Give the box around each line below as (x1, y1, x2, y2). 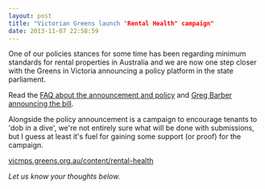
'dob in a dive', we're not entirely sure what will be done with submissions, (8, 123, 255, 133)
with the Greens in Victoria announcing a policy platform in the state (8, 66, 234, 76)
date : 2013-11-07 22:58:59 (8, 27, 99, 35)
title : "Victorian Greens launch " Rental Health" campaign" (8, 19, 215, 27)
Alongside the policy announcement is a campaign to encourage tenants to (8, 115, 258, 124)
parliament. (8, 74, 47, 85)
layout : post (8, 11, 52, 20)
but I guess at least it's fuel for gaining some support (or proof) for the (8, 132, 242, 141)
